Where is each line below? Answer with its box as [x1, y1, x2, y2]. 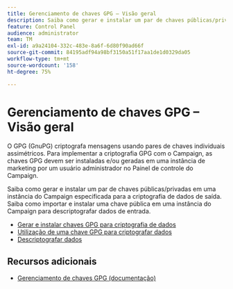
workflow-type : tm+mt [7, 56, 70, 63]
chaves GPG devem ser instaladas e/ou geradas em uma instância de [7, 157, 206, 165]
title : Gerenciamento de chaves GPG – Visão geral [7, 10, 157, 17]
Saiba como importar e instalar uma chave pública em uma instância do [7, 199, 212, 208]
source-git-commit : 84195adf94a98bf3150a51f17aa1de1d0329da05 [7, 49, 191, 56]
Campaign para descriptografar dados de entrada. [7, 207, 151, 215]
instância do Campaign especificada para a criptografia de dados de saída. [7, 192, 222, 201]
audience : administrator [7, 29, 79, 37]
